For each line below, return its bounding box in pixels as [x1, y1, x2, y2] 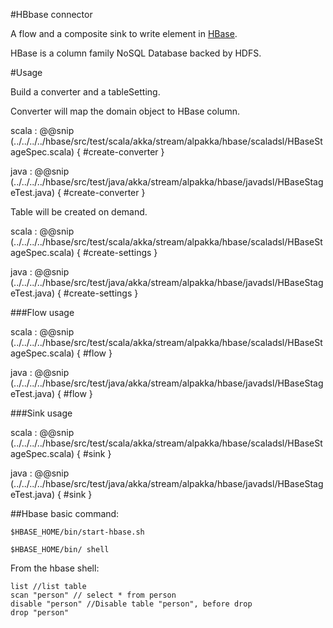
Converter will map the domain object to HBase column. [10, 105, 240, 117]
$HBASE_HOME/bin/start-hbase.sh [10, 527, 145, 537]
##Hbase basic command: [10, 508, 120, 519]
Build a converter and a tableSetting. [10, 86, 161, 98]
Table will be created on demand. [10, 206, 148, 218]
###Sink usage [10, 407, 73, 419]
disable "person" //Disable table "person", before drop [10, 599, 253, 609]
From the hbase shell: [10, 562, 100, 574]
